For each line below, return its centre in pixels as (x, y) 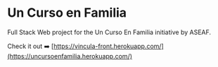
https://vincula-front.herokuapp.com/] (109, 46)
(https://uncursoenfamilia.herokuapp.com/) (70, 56)
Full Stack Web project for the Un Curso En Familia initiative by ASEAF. (109, 32)
